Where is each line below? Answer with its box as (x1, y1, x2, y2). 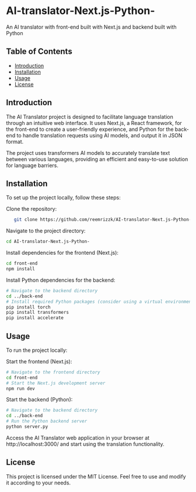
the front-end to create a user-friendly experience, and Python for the (6, 126, 174, 133)
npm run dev (6, 386, 35, 391)
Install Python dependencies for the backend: (6, 276, 116, 283)
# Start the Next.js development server (6, 380, 106, 386)
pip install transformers (6, 310, 69, 316)
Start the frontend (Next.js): (6, 358, 72, 365)
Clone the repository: (6, 206, 57, 213)
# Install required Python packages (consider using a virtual (6, 299, 163, 304)
